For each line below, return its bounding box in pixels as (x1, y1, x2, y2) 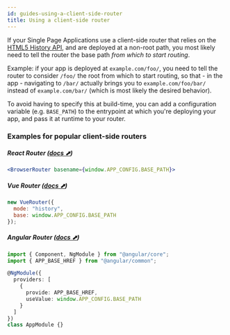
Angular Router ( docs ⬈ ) (7, 234, 80, 242)
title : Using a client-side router (7, 17, 110, 24)
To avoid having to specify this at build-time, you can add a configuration (7, 99, 217, 108)
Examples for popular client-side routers (7, 131, 147, 141)
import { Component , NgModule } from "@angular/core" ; (7, 251, 170, 258)
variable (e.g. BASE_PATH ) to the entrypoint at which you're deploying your (7, 107, 217, 115)
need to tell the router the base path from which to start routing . (7, 50, 190, 59)
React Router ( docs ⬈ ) (7, 149, 73, 157)
